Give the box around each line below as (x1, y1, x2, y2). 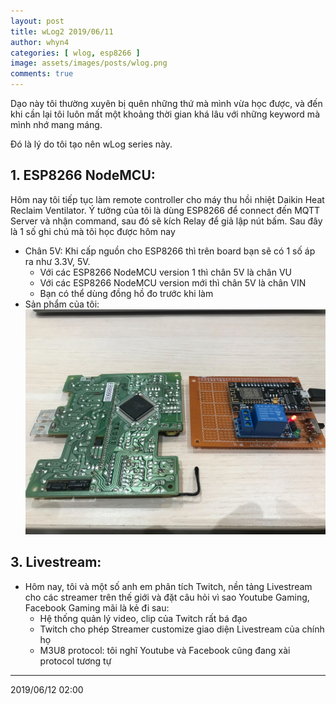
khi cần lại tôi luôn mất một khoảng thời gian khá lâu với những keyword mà (10, 108, 320, 120)
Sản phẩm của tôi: (24, 298, 100, 310)
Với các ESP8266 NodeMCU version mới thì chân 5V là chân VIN (39, 276, 307, 289)
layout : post (10, 16, 65, 26)
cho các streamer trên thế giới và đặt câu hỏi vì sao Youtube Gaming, (24, 591, 310, 603)
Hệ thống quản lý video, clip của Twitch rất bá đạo (39, 612, 248, 624)
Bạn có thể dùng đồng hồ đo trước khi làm (39, 287, 214, 299)
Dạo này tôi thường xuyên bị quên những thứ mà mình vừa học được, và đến (10, 98, 323, 109)
